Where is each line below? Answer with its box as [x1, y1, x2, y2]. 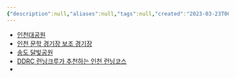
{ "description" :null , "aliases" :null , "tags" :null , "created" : [6, 10, 187, 18]
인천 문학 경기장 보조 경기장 [16, 39, 93, 48]
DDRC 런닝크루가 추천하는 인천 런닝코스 [16, 57, 128, 65]
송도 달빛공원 [16, 48, 54, 56]
